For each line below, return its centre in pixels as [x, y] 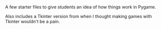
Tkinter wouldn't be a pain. [33, 22]
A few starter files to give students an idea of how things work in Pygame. [81, 7]
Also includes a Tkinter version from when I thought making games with [79, 16]
